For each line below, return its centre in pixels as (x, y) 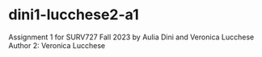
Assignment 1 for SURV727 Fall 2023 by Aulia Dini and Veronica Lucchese (131, 37)
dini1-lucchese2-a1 (74, 15)
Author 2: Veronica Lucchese (57, 45)
